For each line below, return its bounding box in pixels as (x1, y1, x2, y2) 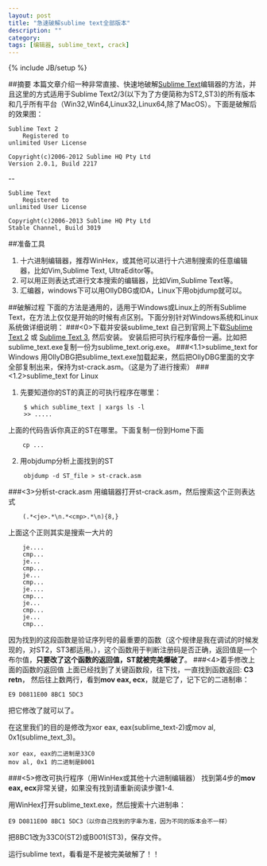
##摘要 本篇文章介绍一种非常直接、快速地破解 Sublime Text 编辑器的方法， (8, 80, 250, 89)
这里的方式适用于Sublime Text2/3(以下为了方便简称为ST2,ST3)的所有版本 (14, 89, 256, 99)
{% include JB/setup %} (8, 63, 87, 72)
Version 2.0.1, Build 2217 (8, 160, 98, 168)
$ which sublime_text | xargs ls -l (23, 403, 145, 412)
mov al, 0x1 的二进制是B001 (8, 759, 95, 767)
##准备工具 (8, 239, 45, 249)
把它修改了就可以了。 (8, 705, 78, 716)
